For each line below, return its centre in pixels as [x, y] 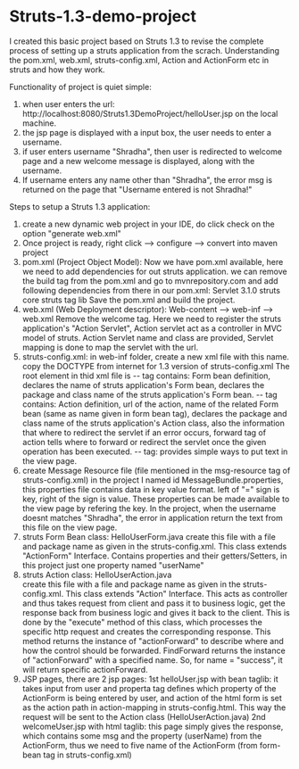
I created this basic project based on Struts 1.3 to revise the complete [137, 41]
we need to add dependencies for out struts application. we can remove [154, 271]
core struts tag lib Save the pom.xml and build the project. [129, 300]
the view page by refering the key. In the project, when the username [149, 508]
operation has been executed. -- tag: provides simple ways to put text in [155, 451]
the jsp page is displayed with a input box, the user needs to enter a [147, 132]
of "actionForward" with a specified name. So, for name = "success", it [152, 660]
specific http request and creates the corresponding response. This [146, 632]
